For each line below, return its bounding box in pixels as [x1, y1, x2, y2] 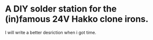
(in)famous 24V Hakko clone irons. [5, 13, 149, 25]
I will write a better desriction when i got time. [5, 29, 96, 35]
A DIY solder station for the [5, 3, 117, 14]
